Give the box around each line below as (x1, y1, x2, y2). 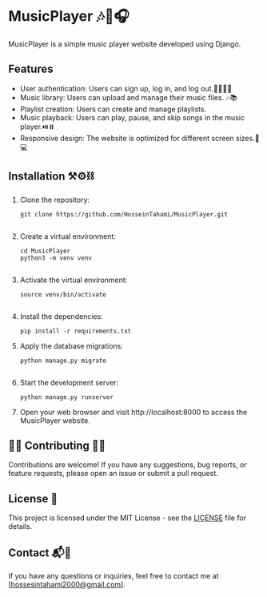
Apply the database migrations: (19, 341, 124, 350)
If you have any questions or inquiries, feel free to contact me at (8, 571, 219, 580)
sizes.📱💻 (235, 133, 260, 143)
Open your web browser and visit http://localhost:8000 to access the (19, 407, 248, 417)
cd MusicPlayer (19, 247, 71, 255)
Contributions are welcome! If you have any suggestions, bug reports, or (8, 460, 247, 470)
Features (8, 63, 54, 76)
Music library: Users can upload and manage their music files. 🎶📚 (19, 92, 238, 102)
